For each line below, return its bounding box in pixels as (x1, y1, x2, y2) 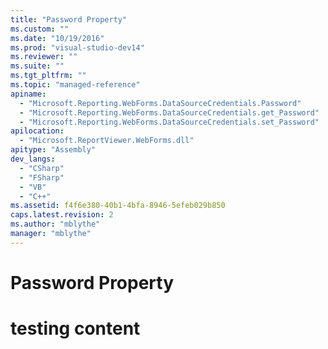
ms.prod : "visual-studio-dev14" (10, 42, 145, 53)
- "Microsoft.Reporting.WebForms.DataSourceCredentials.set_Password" (19, 117, 320, 127)
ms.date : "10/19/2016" (10, 33, 105, 43)
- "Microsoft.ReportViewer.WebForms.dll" (19, 136, 195, 146)
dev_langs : (10, 154, 56, 164)
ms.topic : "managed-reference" (10, 80, 141, 90)
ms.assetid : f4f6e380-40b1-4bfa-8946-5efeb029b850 (10, 201, 226, 211)
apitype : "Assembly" (10, 145, 97, 155)
